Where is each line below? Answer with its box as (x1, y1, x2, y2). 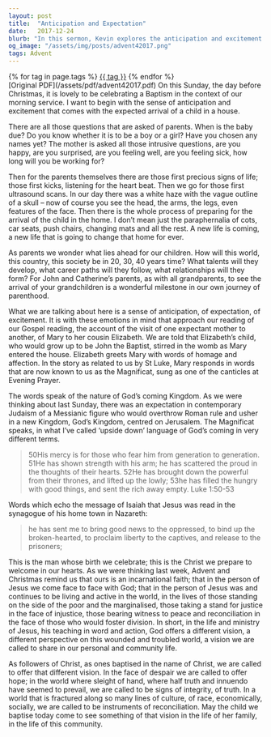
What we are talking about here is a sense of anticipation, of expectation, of (8, 307, 261, 316)
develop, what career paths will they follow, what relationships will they (8, 265, 245, 275)
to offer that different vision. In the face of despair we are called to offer (8, 667, 248, 677)
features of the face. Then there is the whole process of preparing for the (8, 207, 253, 215)
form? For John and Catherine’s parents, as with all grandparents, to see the (8, 274, 261, 283)
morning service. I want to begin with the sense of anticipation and (8, 98, 231, 107)
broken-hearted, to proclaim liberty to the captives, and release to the (28, 533, 261, 543)
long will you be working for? (8, 156, 105, 166)
